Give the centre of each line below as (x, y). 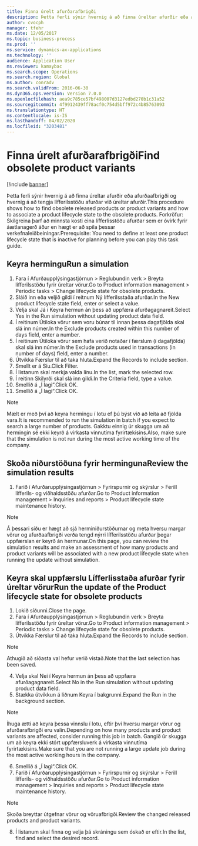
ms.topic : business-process (41, 39)
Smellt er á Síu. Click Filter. (47, 366)
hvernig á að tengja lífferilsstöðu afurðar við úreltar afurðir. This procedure (95, 202)
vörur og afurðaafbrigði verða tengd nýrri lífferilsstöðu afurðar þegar (89, 534)
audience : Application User (41, 61)
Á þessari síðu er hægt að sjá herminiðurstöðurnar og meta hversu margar (96, 528)
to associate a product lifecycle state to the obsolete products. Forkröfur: (95, 214)
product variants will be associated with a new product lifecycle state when (98, 553)
